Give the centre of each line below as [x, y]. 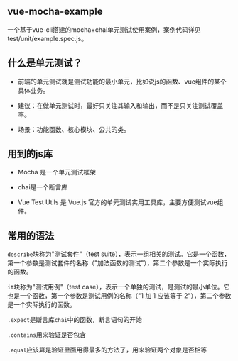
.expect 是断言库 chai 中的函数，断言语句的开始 [75, 320]
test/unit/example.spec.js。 [47, 38]
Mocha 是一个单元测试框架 [56, 172]
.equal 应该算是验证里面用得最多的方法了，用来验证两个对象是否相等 [107, 350]
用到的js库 [30, 154]
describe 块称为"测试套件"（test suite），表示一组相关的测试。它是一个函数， [119, 254]
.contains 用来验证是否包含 [47, 335]
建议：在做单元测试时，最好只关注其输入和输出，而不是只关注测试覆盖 [120, 105]
